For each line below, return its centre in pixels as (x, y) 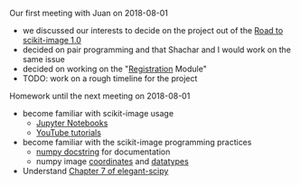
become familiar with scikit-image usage (98, 113)
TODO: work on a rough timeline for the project (110, 79)
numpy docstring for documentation (103, 152)
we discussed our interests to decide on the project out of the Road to (153, 30)
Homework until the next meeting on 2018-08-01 (100, 96)
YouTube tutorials (69, 133)
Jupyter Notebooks (72, 123)
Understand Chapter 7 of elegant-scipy (95, 171)
